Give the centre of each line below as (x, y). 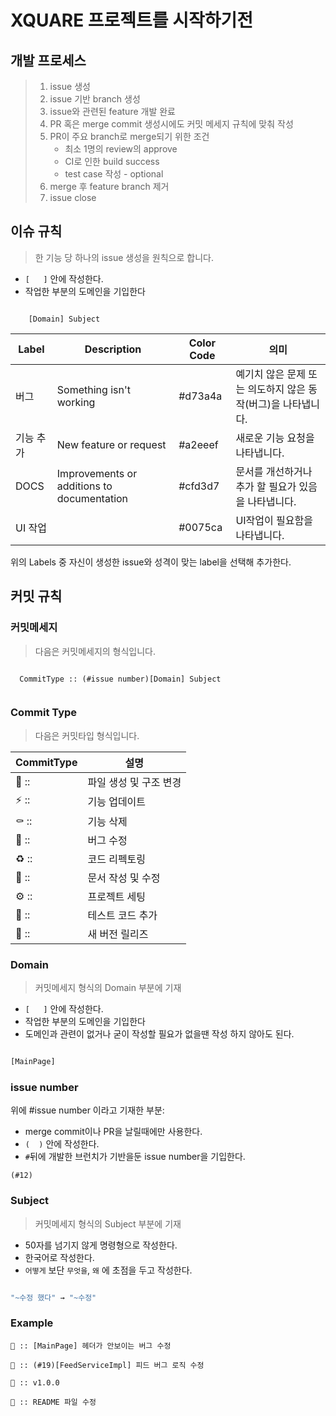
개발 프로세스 (48, 60)
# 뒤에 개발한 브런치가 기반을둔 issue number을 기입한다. (135, 1157)
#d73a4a (200, 396)
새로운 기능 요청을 (275, 438)
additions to (84, 486)
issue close (73, 197)
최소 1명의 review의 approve (121, 149)
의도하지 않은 (277, 389)
